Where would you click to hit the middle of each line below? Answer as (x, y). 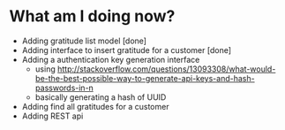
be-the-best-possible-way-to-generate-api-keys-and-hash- (145, 78)
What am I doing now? (92, 16)
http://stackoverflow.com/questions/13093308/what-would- (166, 69)
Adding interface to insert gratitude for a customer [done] (127, 50)
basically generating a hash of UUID (101, 97)
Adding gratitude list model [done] (84, 41)
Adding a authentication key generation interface (111, 59)
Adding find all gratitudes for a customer (95, 106)
